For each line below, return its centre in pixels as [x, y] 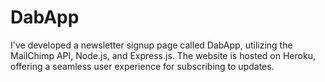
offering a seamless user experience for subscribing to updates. [142, 66]
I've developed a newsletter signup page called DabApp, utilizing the [151, 45]
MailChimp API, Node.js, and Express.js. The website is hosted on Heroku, [163, 55]
